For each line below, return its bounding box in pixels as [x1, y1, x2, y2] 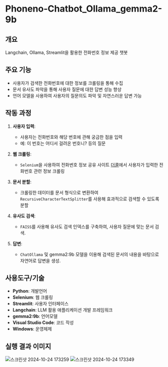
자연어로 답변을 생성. [20, 257, 61, 264]
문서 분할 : [12, 179, 32, 185]
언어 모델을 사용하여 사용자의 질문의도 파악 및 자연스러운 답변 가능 [12, 92, 142, 98]
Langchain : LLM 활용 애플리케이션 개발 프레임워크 [12, 307, 113, 313]
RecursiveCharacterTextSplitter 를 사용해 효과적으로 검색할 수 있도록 [20, 195, 160, 202]
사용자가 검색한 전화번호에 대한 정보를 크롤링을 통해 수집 [12, 80, 124, 86]
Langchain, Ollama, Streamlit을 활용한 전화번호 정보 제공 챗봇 [5, 49, 128, 56]
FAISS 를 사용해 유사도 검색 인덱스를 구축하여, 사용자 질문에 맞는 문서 [20, 223, 154, 230]
